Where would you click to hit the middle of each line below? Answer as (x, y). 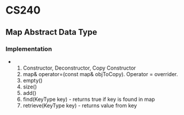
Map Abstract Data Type (51, 32)
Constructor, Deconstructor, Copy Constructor (80, 68)
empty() (33, 80)
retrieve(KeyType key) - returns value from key (80, 105)
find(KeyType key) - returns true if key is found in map (89, 99)
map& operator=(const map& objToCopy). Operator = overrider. (100, 74)
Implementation (29, 49)
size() (30, 87)
